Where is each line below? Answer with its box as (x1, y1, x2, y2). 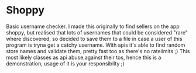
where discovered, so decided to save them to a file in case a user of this (6, 35, 183, 42)
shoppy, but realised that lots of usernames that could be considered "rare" (6, 29, 188, 36)
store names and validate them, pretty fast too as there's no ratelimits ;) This (6, 47, 190, 54)
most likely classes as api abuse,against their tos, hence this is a (6, 54, 161, 61)
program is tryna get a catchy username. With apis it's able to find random (6, 41, 185, 48)
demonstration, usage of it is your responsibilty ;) (6, 60, 125, 67)
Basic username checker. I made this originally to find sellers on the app (6, 23, 180, 30)
